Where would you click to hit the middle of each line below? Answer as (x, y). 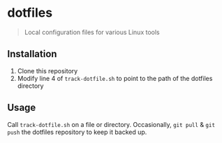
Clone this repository (47, 70)
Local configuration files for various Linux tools (92, 32)
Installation (32, 54)
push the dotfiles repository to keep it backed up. (77, 132)
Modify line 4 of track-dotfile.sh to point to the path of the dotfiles (115, 78)
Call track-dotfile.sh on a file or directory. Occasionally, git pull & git (111, 124)
